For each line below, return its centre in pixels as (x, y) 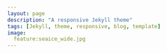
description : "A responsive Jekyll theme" (70, 20)
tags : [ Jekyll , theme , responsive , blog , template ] (84, 26)
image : (17, 33)
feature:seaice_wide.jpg (50, 39)
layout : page (26, 13)
